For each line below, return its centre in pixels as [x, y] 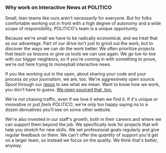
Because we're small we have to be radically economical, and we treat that [81, 38]
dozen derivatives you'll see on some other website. [58, 110]
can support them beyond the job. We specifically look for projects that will [82, 124]
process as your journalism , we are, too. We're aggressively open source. [81, 79]
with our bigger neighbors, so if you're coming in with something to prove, [81, 59]
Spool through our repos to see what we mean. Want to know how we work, [83, 84]
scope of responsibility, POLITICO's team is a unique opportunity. [72, 29]
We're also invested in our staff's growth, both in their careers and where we [83, 119]
